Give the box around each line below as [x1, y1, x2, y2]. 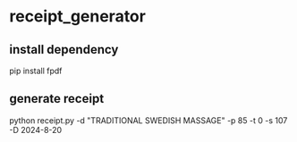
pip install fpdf [9, 65, 63, 76]
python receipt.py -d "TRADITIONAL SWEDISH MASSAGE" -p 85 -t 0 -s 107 [9, 114, 288, 126]
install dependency [9, 42, 119, 57]
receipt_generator [9, 6, 146, 27]
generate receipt [9, 91, 105, 106]
